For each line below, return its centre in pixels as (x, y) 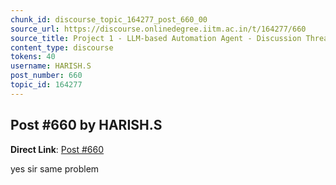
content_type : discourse (62, 47)
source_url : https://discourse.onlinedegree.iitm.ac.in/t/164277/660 (158, 29)
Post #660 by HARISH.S (86, 125)
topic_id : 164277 (46, 85)
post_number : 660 (46, 76)
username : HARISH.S (51, 66)
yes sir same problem (55, 168)
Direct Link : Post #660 (57, 149)
